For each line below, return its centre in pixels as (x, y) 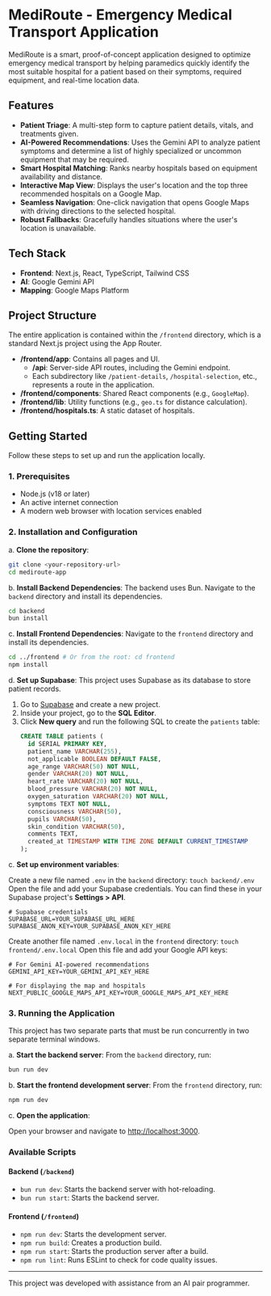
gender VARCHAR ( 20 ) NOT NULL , (78, 774)
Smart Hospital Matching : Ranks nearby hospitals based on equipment (139, 168)
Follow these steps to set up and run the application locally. (107, 456)
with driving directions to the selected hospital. (98, 211)
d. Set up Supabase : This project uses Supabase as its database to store (130, 680)
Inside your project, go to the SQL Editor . (88, 713)
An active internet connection (69, 503)
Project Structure (52, 316)
